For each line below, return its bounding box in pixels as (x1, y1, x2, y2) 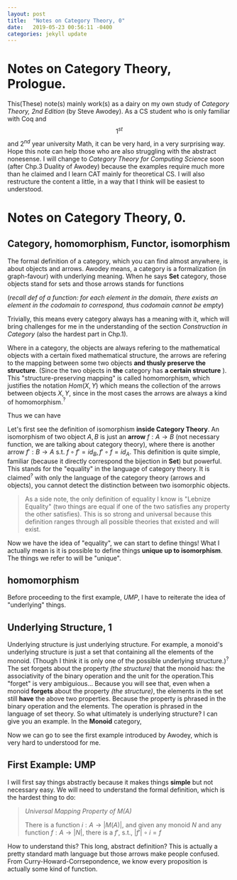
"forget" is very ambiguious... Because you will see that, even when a (7, 679, 211, 687)
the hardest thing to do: (7, 792, 76, 801)
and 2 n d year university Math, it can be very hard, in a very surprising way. (7, 138, 226, 148)
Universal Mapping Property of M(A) (24, 807, 132, 815)
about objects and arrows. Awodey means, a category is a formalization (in (7, 264, 226, 272)
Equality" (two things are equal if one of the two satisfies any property (24, 502, 231, 511)
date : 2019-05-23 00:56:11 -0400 (7, 23, 113, 31)
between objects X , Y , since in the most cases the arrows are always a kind (7, 388, 227, 397)
